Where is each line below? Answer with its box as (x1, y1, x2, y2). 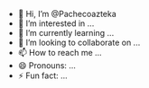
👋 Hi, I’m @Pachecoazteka (17, 9, 117, 19)
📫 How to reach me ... (17, 48, 102, 57)
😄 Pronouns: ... (17, 60, 77, 71)
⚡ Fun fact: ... (17, 70, 68, 81)
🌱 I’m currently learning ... (17, 28, 115, 38)
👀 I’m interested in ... (17, 18, 95, 29)
